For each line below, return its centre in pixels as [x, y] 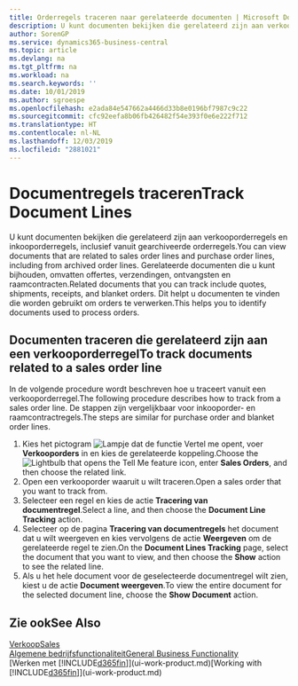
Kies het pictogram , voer [142, 444]
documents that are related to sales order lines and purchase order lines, [142, 256]
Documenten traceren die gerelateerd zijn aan [139, 339]
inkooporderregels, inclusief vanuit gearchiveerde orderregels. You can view [148, 246]
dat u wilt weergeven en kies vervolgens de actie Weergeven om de [147, 539]
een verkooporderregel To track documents [131, 354]
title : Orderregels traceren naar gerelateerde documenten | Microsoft [144, 17]
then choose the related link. [74, 472]
